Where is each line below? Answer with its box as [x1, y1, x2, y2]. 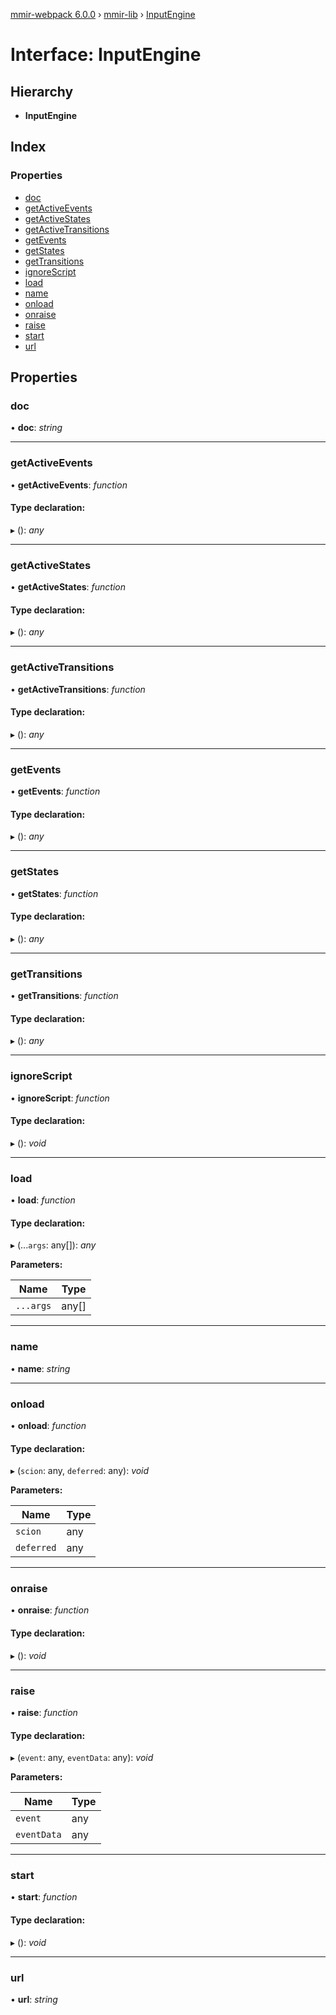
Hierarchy [10, 83, 74, 100]
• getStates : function [10, 887, 99, 899]
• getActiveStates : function [10, 581, 127, 593]
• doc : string [10, 422, 63, 434]
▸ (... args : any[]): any [10, 1239, 97, 1251]
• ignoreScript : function [10, 1092, 110, 1104]
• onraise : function [10, 1604, 90, 1616]
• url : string [10, 1993, 58, 2005]
